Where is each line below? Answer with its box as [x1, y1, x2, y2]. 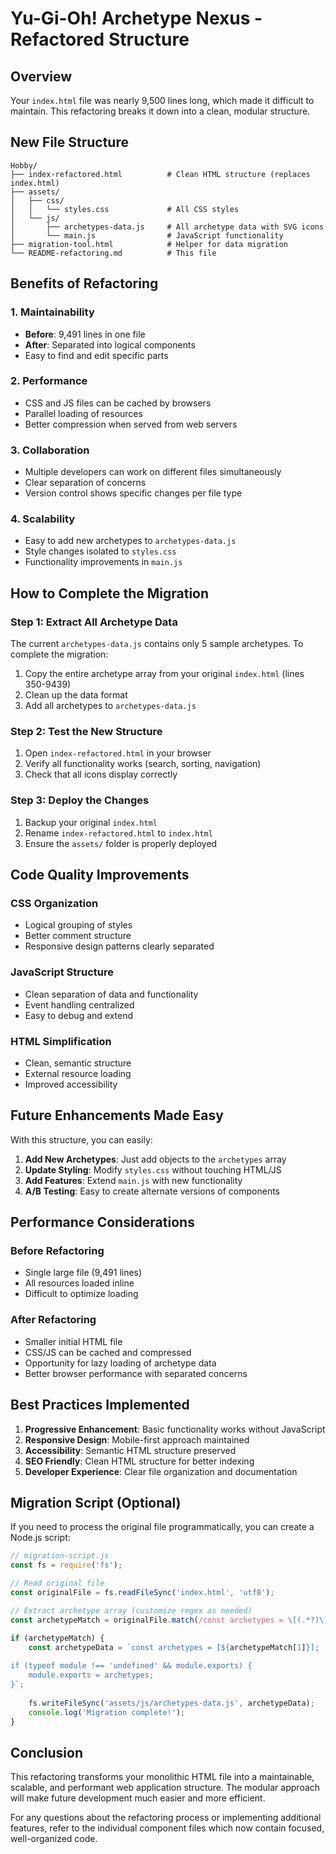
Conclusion [10, 1744, 84, 1761]
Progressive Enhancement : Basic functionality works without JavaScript [24, 1423, 326, 1435]
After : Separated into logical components [24, 338, 196, 351]
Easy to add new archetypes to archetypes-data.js [24, 535, 237, 547]
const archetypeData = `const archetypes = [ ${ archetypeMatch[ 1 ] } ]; [28, 1642, 320, 1652]
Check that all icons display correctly [24, 768, 178, 781]
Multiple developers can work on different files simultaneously [24, 466, 282, 478]
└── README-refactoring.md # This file [10, 248, 217, 258]
